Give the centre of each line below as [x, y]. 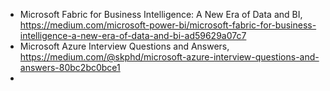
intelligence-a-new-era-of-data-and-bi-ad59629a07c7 [133, 35]
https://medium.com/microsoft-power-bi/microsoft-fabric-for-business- [168, 25]
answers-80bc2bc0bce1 [70, 67]
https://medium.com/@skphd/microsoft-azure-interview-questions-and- [169, 57]
